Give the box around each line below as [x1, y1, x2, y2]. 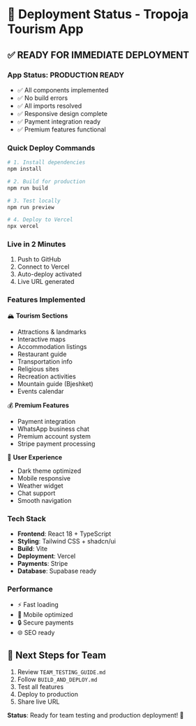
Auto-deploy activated [17, 270, 82, 278]
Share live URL [17, 697, 60, 706]
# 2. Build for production [7, 178, 86, 185]
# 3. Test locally [7, 197, 61, 204]
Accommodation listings [17, 342, 87, 350]
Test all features [17, 683, 64, 691]
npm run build [7, 185, 49, 192]
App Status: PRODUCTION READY [7, 70, 124, 80]
